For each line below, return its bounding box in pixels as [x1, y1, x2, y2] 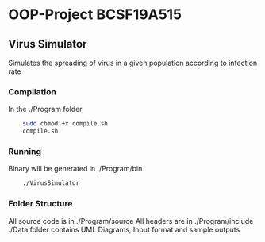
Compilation [8, 86, 57, 97]
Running [8, 145, 42, 156]
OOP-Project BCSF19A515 [8, 6, 182, 24]
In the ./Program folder [8, 105, 83, 114]
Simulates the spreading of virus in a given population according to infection [8, 58, 258, 67]
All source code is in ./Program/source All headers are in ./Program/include [8, 216, 254, 225]
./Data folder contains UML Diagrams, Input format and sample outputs [8, 225, 240, 234]
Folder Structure [8, 198, 73, 209]
